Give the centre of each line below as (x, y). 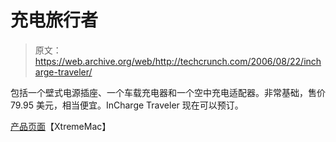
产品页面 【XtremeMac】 (61, 126)
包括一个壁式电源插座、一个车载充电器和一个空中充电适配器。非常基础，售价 (168, 92)
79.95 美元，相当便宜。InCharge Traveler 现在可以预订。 (127, 105)
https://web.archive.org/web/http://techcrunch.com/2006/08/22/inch (178, 61)
